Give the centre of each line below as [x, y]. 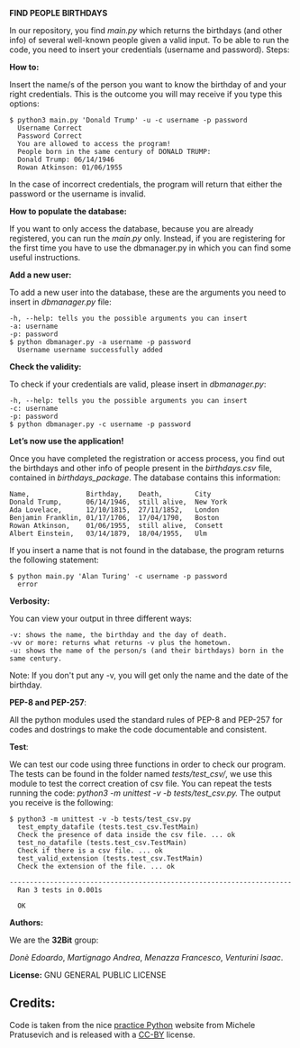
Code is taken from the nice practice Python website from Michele [132, 1025]
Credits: [32, 1003]
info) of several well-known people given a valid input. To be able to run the [150, 40]
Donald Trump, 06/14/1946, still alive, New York [118, 502]
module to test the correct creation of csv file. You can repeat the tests [141, 784]
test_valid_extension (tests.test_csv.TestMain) [110, 859]
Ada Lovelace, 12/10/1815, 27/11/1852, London [114, 510]
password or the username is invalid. [78, 194]
